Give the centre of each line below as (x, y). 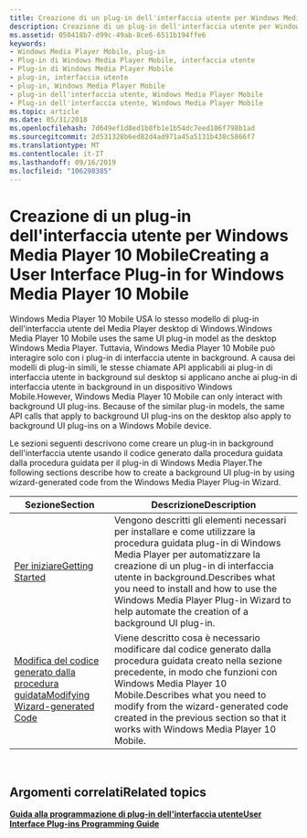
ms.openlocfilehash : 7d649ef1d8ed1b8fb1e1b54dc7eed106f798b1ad (132, 129)
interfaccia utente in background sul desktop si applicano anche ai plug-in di (153, 377)
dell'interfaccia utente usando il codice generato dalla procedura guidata (146, 453)
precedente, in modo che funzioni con (196, 673)
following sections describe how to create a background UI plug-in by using (152, 472)
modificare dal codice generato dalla (192, 650)
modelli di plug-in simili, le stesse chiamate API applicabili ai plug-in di (141, 367)
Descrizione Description (203, 505)
